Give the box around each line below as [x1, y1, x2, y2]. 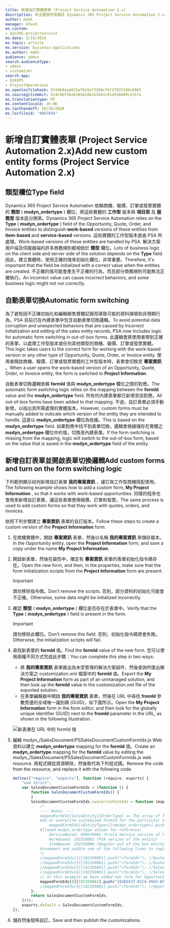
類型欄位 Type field [5, 188, 64, 197]
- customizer [5, 69, 33, 74]
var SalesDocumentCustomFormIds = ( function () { [22, 785, 129, 790]
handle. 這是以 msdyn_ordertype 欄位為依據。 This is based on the [5, 417, 145, 423]
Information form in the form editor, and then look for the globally [20, 705, 157, 711]
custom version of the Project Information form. [5, 524, 106, 530]
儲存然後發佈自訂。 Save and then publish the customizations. [12, 917, 141, 923]
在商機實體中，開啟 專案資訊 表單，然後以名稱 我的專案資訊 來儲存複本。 [12, 534, 164, 540]
